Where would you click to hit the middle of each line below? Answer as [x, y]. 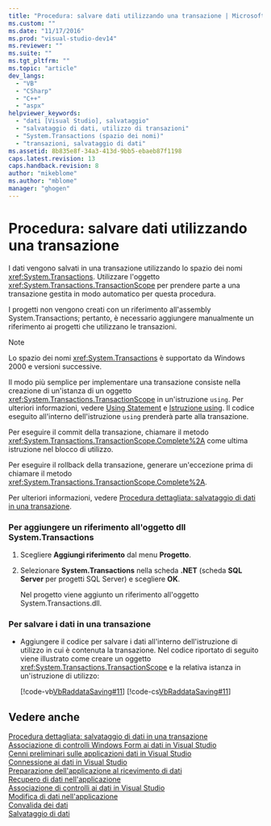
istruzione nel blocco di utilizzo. [61, 449]
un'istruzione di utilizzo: [59, 676]
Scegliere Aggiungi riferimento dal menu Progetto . [106, 555]
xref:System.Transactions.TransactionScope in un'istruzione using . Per [126, 399]
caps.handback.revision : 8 [54, 166]
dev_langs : [27, 76]
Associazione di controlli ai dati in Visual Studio [87, 788]
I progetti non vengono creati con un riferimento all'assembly [110, 309]
